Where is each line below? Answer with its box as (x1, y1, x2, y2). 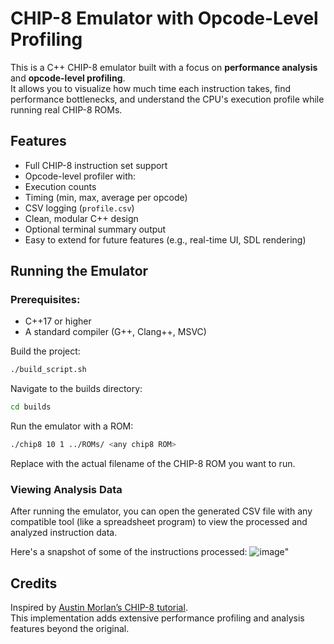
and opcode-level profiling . (10, 72, 126, 84)
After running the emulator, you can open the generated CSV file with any (10, 505, 313, 517)
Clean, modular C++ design (24, 212, 139, 224)
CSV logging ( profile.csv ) (24, 202, 135, 214)
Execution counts (24, 180, 97, 192)
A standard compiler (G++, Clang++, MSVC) (24, 326, 207, 338)
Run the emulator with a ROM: (10, 420, 134, 432)
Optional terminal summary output (24, 223, 167, 235)
